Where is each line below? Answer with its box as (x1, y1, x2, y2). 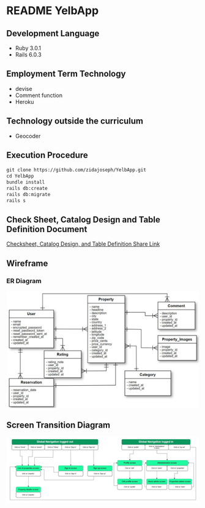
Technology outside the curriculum (6, 116, 144, 127)
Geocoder (15, 132, 41, 139)
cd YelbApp (6, 173, 34, 179)
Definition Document (6, 224, 88, 234)
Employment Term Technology (6, 69, 126, 79)
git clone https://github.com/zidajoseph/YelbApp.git (6, 167, 147, 173)
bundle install (6, 179, 45, 186)
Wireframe (6, 258, 48, 268)
